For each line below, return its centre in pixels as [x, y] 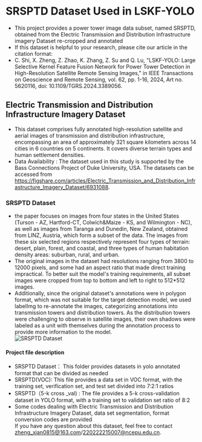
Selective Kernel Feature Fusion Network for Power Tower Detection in [102, 66]
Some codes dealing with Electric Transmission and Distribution [94, 407]
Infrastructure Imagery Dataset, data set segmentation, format [92, 413]
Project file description [35, 352]
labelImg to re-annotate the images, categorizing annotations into [96, 306]
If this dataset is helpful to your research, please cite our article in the [101, 47]
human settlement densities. [50, 155]
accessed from [33, 174]
